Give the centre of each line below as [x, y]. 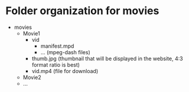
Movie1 [32, 33]
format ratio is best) [56, 65]
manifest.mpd [57, 46]
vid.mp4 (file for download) [65, 71]
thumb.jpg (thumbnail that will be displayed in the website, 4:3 [107, 58]
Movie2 [32, 77]
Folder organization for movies [82, 11]
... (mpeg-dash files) [66, 52]
